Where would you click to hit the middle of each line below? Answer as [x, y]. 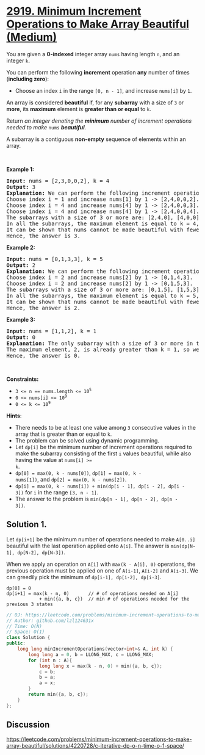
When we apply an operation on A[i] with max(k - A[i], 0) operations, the [101, 564]
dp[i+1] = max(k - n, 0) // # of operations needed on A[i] [92, 593]
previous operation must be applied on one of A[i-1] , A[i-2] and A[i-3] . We [102, 570]
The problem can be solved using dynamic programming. [87, 440]
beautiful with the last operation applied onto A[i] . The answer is [88, 546]
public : [16, 643]
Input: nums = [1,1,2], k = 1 [52, 331]
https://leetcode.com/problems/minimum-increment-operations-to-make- [99, 739]
